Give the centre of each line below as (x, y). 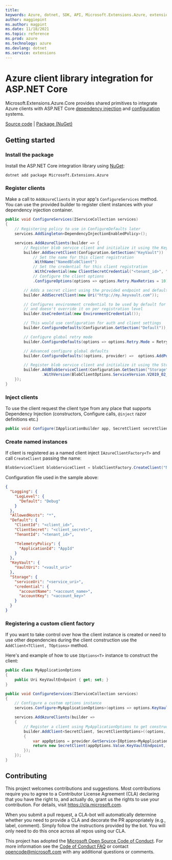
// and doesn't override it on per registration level (83, 309)
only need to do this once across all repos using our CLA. (66, 831)
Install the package (29, 155)
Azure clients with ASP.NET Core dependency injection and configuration (83, 109)
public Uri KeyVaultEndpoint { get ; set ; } (62, 680)
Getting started (30, 140)
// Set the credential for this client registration (90, 267)
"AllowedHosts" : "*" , (33, 515)
